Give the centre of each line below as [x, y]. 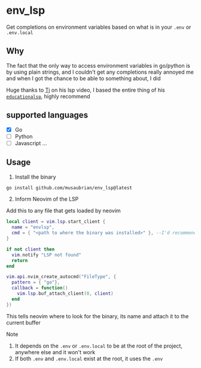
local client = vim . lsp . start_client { [56, 222]
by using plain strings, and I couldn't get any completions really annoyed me [100, 72]
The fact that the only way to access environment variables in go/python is [98, 65]
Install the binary [35, 177]
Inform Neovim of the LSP [47, 199]
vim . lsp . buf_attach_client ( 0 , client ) [65, 294]
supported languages [47, 115]
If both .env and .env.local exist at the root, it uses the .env [89, 358]
